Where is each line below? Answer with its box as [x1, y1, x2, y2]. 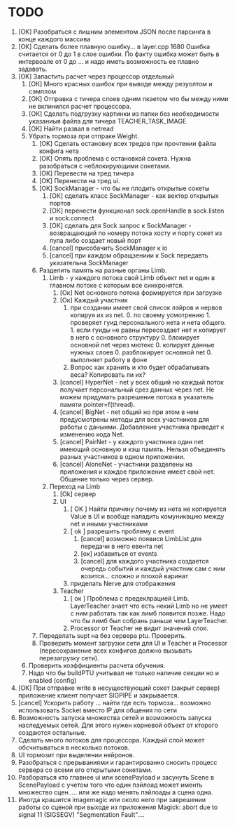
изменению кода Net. [59, 429, 124, 439]
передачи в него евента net [80, 542, 164, 550]
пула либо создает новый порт [49, 236, 142, 244]
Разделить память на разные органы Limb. [38, 266, 167, 274]
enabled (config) [28, 676, 77, 684]
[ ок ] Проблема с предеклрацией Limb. [70, 594, 190, 602]
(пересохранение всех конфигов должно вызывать [38, 646, 192, 655]
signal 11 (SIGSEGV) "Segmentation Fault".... [17, 810, 145, 818]
